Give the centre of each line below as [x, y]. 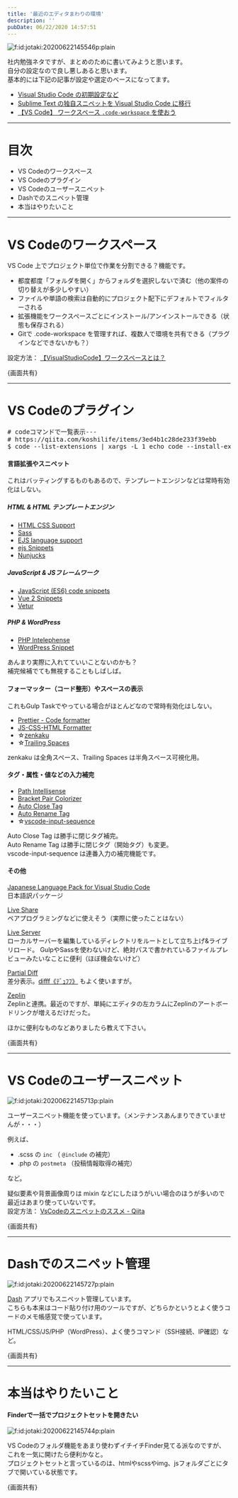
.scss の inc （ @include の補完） [66, 1154]
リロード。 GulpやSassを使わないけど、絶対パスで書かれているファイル [112, 949]
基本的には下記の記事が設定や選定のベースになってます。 [90, 79]
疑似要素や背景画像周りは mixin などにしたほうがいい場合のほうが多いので [116, 1193]
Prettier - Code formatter [54, 720]
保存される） [49, 325]
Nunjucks [32, 555]
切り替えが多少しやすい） [55, 290]
